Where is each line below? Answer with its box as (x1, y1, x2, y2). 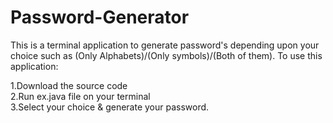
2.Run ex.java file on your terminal (10, 90, 151, 102)
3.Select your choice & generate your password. (10, 101, 210, 113)
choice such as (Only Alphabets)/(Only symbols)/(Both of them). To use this (10, 49, 323, 61)
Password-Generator (10, 6, 190, 29)
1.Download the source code (10, 79, 128, 91)
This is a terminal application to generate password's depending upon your (10, 39, 320, 51)
